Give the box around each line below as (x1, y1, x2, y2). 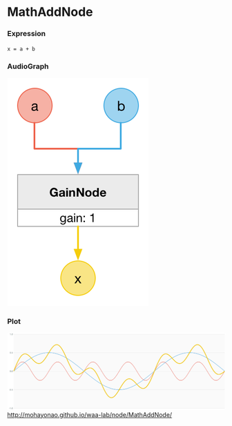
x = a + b (7, 46, 36, 52)
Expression (7, 29, 46, 39)
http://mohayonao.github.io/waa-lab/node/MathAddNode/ (7, 410, 173, 418)
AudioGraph (7, 61, 49, 71)
